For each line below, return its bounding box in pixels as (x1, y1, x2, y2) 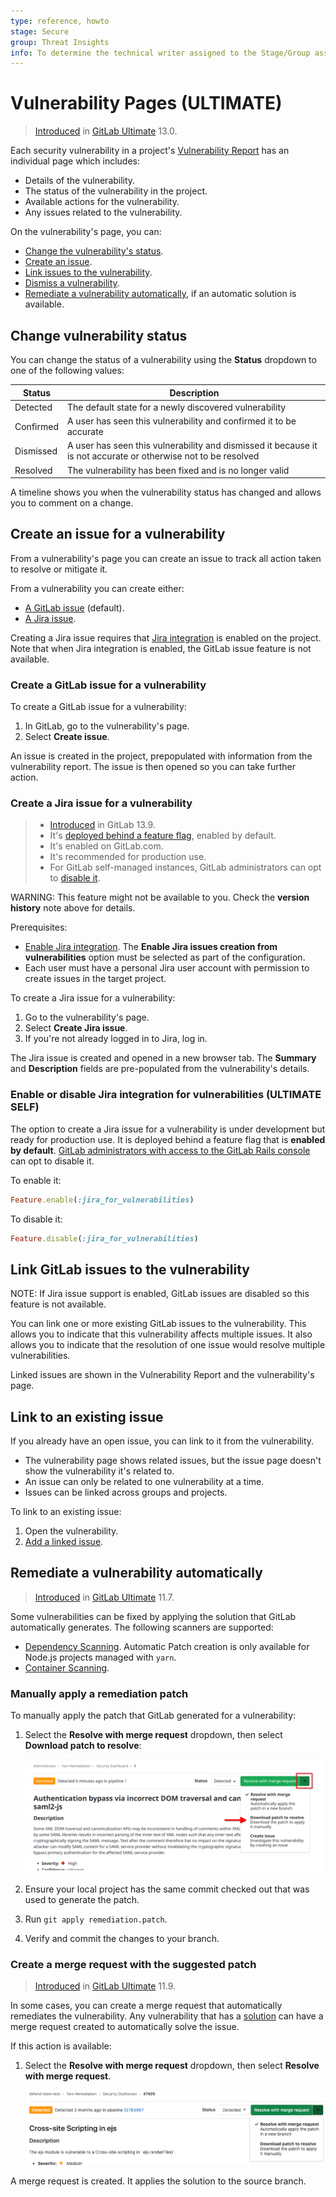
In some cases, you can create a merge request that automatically (10, 2000, 283, 2012)
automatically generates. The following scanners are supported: (10, 1621, 274, 1633)
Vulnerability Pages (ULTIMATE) (10, 92, 283, 115)
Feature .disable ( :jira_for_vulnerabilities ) (10, 1233, 199, 1244)
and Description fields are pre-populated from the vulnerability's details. (10, 1063, 310, 1075)
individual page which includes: (10, 155, 141, 167)
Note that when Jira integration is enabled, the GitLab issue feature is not (10, 642, 312, 654)
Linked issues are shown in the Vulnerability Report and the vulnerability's (10, 1369, 315, 1381)
